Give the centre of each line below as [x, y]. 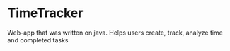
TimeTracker [45, 13]
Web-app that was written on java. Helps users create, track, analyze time [115, 33]
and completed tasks [38, 40]
